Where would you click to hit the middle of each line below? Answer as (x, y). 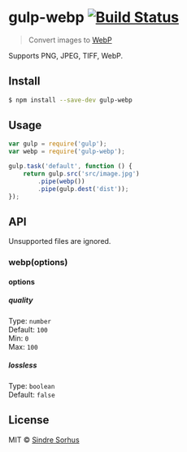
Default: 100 (28, 329)
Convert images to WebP (70, 40)
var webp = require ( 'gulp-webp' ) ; (67, 152)
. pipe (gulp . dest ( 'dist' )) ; (83, 189)
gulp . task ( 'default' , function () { (70, 167)
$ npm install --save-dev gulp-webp (70, 100)
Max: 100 (23, 346)
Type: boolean (32, 385)
